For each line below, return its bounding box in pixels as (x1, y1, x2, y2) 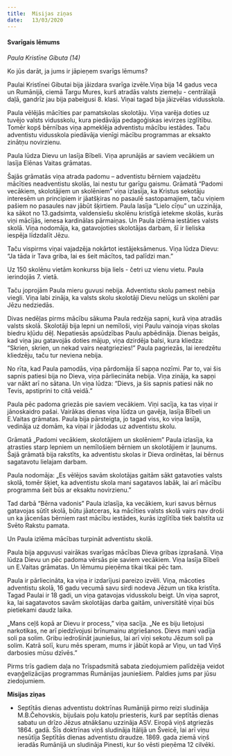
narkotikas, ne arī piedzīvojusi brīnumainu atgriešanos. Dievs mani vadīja (7, 626, 216, 635)
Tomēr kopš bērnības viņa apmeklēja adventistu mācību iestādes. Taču (7, 123, 211, 132)
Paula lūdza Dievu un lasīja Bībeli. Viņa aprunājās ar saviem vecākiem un (7, 151, 215, 159)
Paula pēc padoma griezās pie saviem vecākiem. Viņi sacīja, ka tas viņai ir (7, 400, 218, 408)
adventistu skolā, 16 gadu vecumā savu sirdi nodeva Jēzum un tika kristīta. (7, 583, 220, 592)
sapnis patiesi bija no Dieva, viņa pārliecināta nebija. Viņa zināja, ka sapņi (7, 371, 216, 380)
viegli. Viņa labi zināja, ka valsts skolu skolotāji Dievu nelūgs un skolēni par (7, 293, 220, 301)
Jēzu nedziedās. (7, 301, 55, 309)
